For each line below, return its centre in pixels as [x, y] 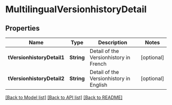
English [98, 85]
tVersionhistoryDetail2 [36, 78]
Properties [23, 28]
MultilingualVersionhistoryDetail [76, 9]
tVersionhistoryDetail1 [36, 57]
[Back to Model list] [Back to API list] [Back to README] [64, 97]
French [98, 64]
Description [113, 43]
